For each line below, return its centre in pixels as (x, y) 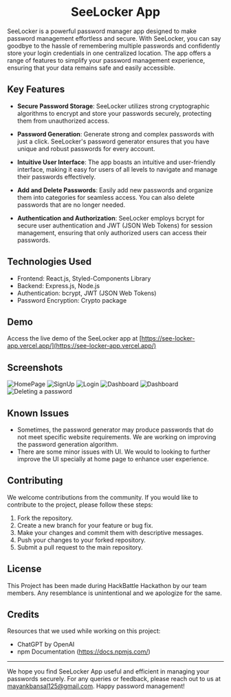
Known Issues (38, 413)
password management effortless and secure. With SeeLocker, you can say (114, 38)
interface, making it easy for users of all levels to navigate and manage (117, 169)
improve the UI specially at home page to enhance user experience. (113, 459)
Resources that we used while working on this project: (84, 631)
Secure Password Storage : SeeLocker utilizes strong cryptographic (113, 106)
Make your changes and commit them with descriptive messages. (110, 532)
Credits (23, 615)
